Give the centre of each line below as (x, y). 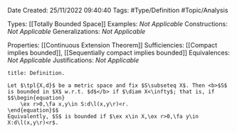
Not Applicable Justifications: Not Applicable (73, 60)
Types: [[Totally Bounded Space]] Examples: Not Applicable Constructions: (117, 24)
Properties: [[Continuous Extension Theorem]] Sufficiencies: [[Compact (112, 45)
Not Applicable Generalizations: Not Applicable (77, 31)
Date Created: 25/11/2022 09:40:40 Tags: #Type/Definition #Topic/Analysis (118, 10)
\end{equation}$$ (33, 110)
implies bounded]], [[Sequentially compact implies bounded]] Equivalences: (118, 53)
